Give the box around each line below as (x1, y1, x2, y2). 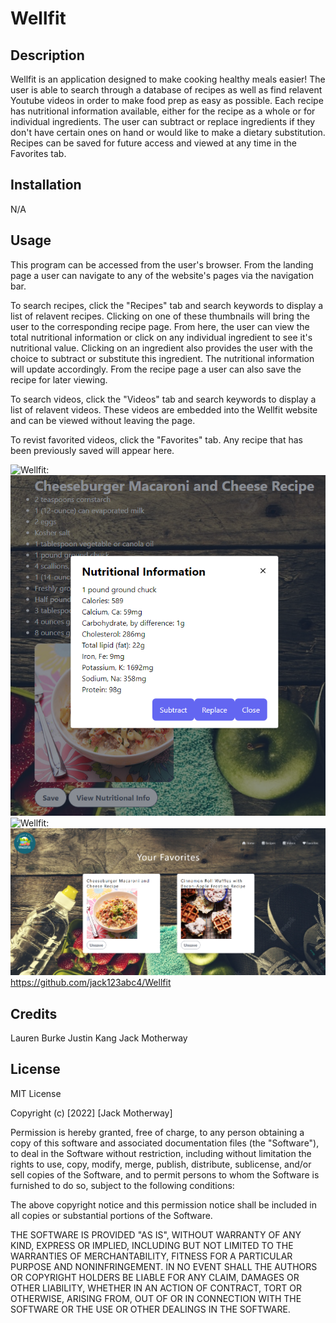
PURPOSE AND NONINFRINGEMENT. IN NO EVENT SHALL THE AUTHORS (10, 1260, 318, 1272)
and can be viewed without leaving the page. (10, 414, 196, 426)
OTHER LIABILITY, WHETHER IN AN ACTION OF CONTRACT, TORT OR (10, 1282, 302, 1294)
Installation (10, 177, 82, 194)
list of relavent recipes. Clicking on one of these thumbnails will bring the (10, 310, 310, 322)
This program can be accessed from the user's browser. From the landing (10, 258, 314, 271)
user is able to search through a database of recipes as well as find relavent (10, 84, 323, 96)
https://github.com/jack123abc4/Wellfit (10, 977, 172, 989)
